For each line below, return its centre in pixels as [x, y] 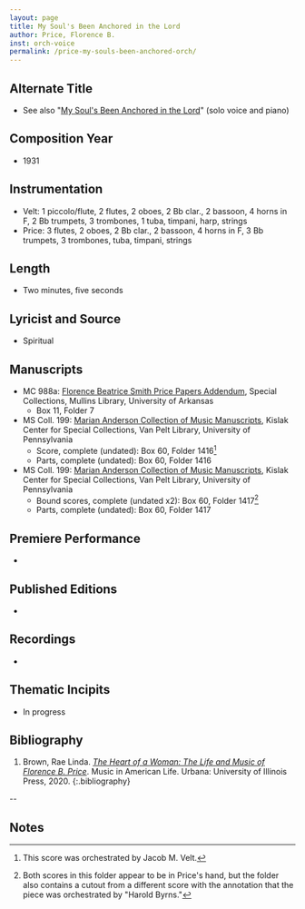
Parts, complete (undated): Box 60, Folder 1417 [123, 510]
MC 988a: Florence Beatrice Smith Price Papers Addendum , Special [149, 391]
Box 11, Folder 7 [65, 410]
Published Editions [64, 589]
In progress [44, 711]
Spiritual [38, 341]
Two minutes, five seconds [73, 291]
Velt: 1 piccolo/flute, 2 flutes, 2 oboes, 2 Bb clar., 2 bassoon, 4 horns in [155, 211]
